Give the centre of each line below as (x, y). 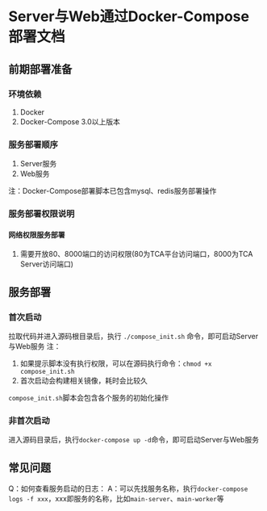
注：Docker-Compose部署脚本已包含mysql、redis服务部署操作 (113, 191)
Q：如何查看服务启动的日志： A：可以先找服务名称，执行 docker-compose (128, 488)
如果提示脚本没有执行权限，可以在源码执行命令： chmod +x (116, 363)
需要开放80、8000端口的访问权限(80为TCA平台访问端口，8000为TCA (136, 254)
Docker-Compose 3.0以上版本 (70, 121)
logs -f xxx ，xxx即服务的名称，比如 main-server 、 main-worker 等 (116, 499)
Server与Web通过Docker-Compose (129, 17)
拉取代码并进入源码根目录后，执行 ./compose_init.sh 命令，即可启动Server (133, 336)
